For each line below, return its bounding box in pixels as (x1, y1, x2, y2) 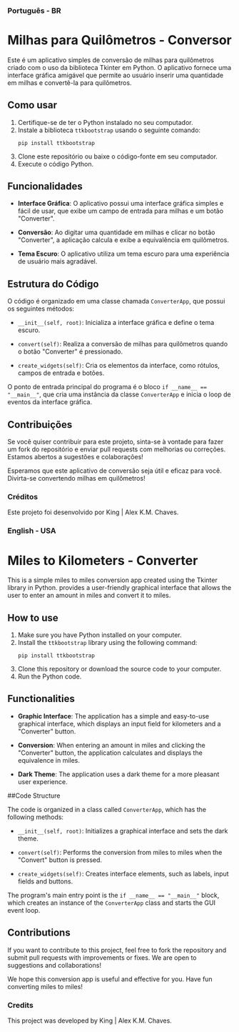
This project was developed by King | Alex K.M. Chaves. (7, 1016, 173, 1025)
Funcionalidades (7, 181, 83, 193)
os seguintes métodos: (7, 304, 75, 313)
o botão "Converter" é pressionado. (17, 347, 123, 356)
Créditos (7, 492, 38, 502)
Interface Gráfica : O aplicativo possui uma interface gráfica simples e (17, 199, 224, 208)
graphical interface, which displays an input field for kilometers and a (17, 719, 221, 728)
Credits (7, 1000, 34, 1010)
